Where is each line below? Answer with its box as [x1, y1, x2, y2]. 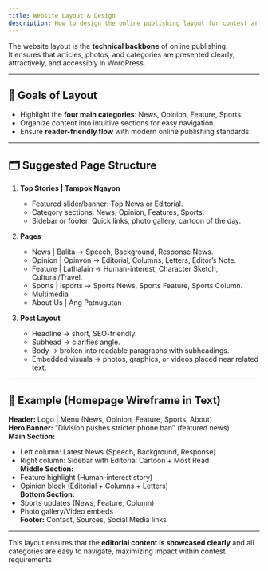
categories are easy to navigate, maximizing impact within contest [8, 546, 226, 556]
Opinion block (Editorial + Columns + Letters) [19, 481, 169, 490]
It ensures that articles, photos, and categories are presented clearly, [8, 50, 235, 59]
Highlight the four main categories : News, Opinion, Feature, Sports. [19, 109, 243, 120]
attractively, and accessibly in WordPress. [8, 57, 146, 68]
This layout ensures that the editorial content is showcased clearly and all [8, 537, 254, 547]
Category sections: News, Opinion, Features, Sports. [31, 208, 205, 217]
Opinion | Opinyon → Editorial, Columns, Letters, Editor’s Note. [31, 256, 237, 265]
